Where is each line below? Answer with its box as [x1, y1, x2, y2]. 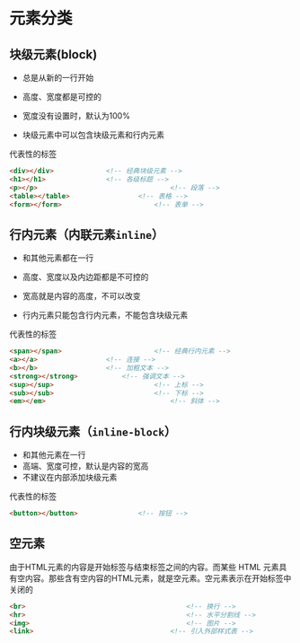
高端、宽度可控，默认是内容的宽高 [22, 461, 149, 471]
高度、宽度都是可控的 [22, 92, 101, 101]
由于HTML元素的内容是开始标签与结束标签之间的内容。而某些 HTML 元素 [9, 561, 279, 572]
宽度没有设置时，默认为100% [22, 110, 130, 121]
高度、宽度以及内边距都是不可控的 [22, 271, 149, 283]
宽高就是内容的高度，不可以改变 [22, 291, 141, 302]
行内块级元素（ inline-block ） [9, 424, 177, 439]
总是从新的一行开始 [22, 73, 94, 83]
